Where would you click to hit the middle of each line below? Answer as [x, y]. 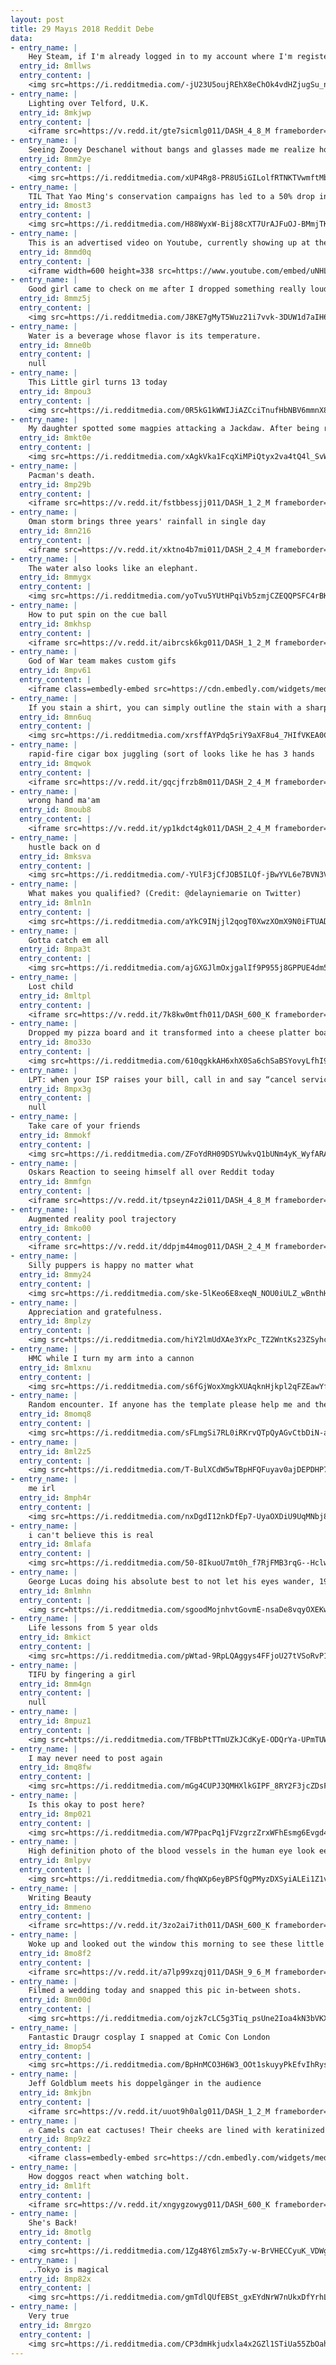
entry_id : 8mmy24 [55, 1275]
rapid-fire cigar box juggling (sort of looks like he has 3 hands [171, 754]
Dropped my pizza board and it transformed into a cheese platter [169, 1033]
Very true [49, 2316]
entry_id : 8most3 [55, 206]
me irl [42, 1489]
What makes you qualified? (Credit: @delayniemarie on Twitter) [165, 894]
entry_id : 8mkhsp [55, 624]
